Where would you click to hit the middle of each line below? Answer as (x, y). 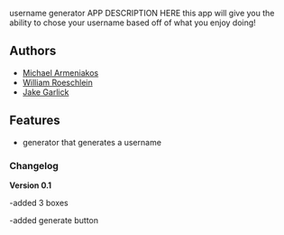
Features (35, 121)
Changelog (34, 165)
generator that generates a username (92, 142)
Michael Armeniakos (60, 72)
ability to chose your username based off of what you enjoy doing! (133, 23)
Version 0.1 (31, 185)
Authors (33, 51)
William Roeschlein (57, 82)
